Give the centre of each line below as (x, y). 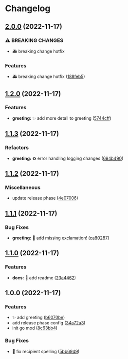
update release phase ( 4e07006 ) (45, 198)
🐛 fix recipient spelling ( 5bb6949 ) (46, 351)
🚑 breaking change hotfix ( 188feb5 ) (48, 76)
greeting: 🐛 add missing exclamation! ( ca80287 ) (61, 238)
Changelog (28, 9)
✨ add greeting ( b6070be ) (38, 318)
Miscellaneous (23, 187)
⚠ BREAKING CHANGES (34, 40)
